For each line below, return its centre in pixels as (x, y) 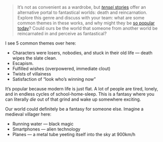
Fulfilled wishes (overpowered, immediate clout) (61, 69)
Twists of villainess (31, 74)
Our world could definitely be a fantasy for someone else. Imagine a (74, 109)
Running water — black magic (43, 124)
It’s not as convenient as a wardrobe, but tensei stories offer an (81, 7)
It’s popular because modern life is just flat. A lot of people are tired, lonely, (82, 89)
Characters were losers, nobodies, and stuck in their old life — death (82, 53)
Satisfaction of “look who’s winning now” (54, 79)
